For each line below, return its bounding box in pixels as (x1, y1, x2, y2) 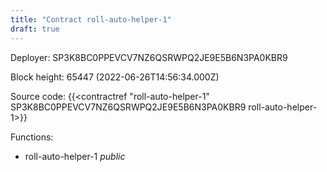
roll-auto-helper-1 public (24, 150, 126, 162)
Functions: (10, 131, 54, 143)
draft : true (10, 24, 60, 34)
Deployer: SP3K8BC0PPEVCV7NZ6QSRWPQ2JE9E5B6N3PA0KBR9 (10, 51, 288, 63)
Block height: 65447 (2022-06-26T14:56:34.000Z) (10, 71, 220, 83)
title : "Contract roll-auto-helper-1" (10, 14, 172, 25)
